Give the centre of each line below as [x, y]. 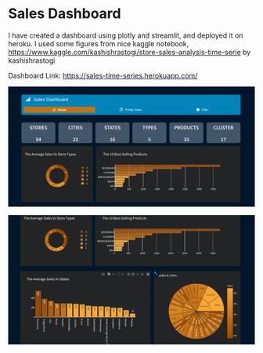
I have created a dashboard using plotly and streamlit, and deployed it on [126, 35]
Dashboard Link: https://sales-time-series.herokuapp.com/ [103, 75]
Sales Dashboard [65, 14]
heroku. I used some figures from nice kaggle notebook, [99, 43]
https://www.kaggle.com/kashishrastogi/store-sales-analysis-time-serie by [130, 52]
